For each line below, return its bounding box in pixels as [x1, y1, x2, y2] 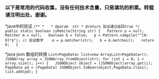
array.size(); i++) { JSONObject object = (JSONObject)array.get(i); [5, 61, 153, 66]
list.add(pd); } [5, 69, 38, 74]
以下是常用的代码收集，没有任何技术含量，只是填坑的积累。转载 [5, 4, 154, 11]
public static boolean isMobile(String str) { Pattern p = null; [5, 29, 144, 34]
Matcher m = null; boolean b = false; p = [5, 33, 101, 38]
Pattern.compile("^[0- [102, 33, 149, 38]
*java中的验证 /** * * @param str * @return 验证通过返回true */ [5, 23, 140, 29]
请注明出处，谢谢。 [5, 11, 50, 18]
